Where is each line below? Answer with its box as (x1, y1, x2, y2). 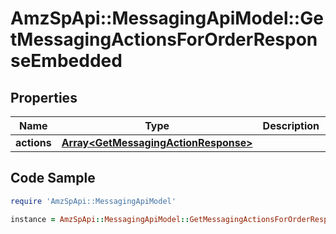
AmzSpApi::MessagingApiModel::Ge (10, 7, 324, 30)
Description (262, 119, 320, 132)
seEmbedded (10, 50, 123, 72)
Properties (10, 89, 78, 106)
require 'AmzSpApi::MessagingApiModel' (10, 196, 177, 206)
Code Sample (10, 170, 96, 187)
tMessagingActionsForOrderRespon (10, 28, 318, 51)
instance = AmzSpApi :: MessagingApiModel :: (10, 214, 190, 224)
